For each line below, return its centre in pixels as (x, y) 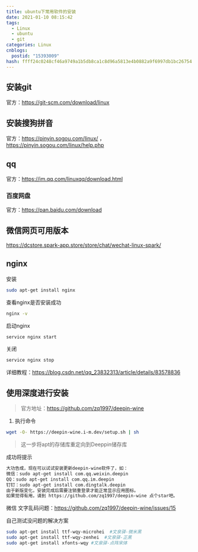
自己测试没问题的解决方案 (37, 520)
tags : (13, 23)
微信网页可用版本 (37, 230)
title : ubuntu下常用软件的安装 (41, 12)
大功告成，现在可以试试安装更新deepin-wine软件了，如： (67, 468)
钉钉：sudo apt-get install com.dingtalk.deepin (66, 485)
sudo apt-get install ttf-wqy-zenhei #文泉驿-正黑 (69, 538)
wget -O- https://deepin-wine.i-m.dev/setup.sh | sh (73, 432)
